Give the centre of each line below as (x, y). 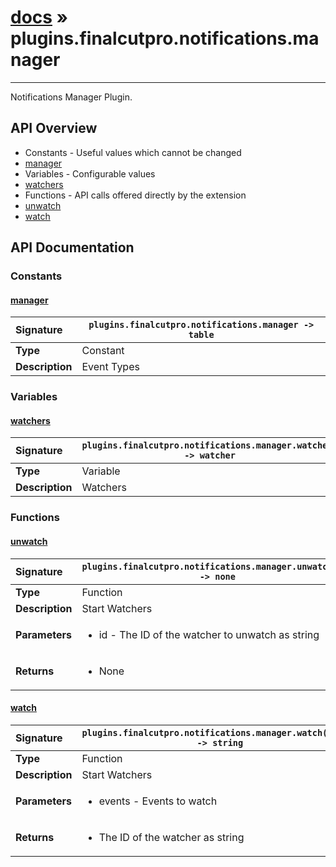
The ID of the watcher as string (171, 837)
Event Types (110, 367)
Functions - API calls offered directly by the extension (135, 195)
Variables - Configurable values (90, 173)
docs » (39, 17)
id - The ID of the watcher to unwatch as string (209, 634)
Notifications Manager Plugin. (71, 97)
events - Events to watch (158, 801)
